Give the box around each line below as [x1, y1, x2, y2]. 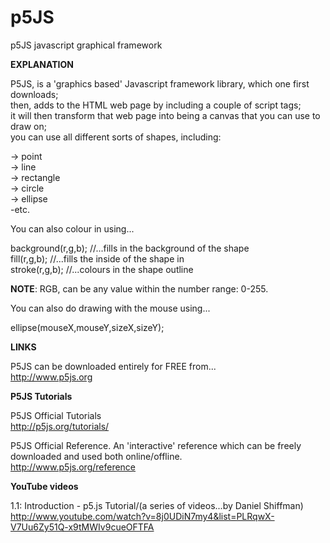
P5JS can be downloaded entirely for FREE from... [10, 360, 217, 372]
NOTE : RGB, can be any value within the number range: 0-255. [10, 282, 269, 295]
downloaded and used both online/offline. [10, 450, 183, 462]
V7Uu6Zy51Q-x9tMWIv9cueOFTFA [10, 521, 155, 533]
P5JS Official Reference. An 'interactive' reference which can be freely [10, 439, 302, 451]
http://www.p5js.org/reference [10, 461, 137, 473]
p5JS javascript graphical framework [10, 39, 163, 51]
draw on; [10, 120, 47, 132]
